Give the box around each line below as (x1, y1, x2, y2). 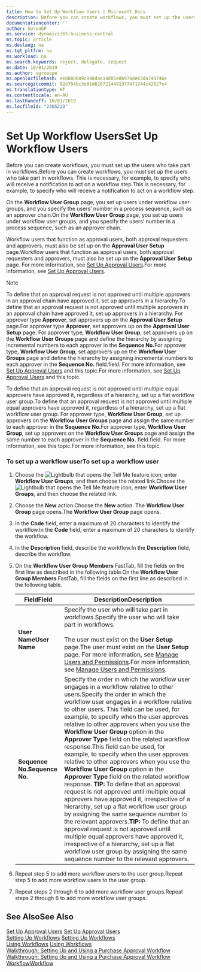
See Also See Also (6, 912, 74, 922)
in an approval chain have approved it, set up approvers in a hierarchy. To (6, 297, 185, 304)
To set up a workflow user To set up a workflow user (6, 458, 160, 466)
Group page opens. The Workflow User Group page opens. (14, 508, 162, 515)
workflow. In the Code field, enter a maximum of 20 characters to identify (14, 526, 194, 533)
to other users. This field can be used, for (63, 705, 180, 713)
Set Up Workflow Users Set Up (6, 129, 159, 143)
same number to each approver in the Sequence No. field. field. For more (6, 436, 186, 443)
